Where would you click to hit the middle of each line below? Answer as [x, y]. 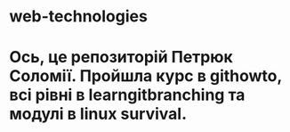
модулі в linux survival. [98, 114]
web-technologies [79, 16]
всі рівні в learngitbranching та [127, 95]
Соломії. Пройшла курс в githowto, [145, 76]
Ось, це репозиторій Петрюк [121, 58]
